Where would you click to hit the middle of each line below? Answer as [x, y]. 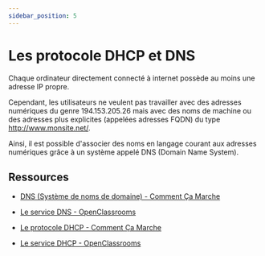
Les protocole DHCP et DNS [102, 55]
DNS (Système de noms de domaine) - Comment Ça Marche [120, 196]
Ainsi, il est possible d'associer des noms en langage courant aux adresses [132, 143]
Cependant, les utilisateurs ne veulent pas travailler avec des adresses [125, 102]
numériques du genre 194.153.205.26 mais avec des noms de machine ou [130, 110]
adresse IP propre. [39, 86]
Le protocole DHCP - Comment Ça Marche [91, 228]
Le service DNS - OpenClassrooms [78, 212]
